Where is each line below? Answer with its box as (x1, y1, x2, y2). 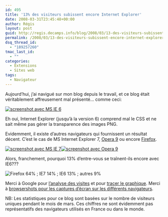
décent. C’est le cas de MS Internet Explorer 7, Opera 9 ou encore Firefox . (5, 136, 157, 142)
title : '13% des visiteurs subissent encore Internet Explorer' (5, 12, 142, 17)
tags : (5, 73, 16, 78)
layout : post (5, 26, 32, 31)
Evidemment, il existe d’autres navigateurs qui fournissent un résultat (5, 131, 147, 137)
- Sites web (9, 68, 35, 73)
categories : (5, 59, 30, 64)
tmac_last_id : (5, 49, 35, 54)
